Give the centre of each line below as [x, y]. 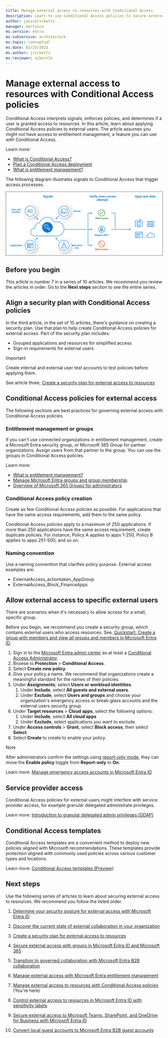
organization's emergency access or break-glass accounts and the [89, 700]
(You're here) [26, 990]
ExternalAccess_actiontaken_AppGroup [53, 579]
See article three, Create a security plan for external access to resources [80, 382]
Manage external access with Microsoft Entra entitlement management [85, 975]
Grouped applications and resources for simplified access [72, 343]
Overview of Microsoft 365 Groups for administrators [67, 485]
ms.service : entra [25, 32]
